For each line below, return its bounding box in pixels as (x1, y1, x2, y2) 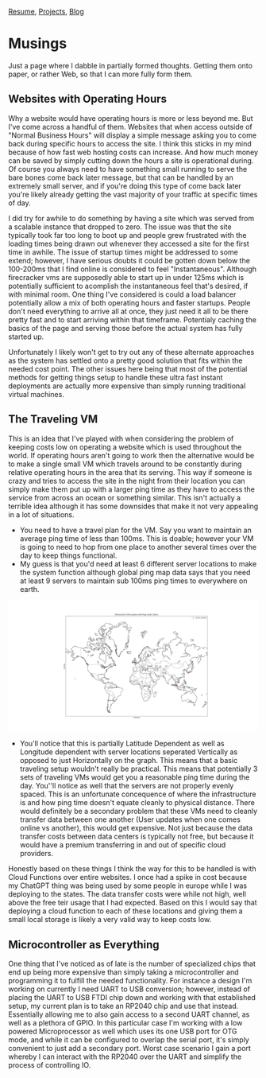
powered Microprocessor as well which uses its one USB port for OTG (8, 1026, 237, 1037)
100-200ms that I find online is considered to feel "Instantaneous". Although (8, 264, 256, 274)
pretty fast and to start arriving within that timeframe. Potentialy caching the (8, 314, 256, 325)
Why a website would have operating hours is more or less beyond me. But (8, 113, 253, 123)
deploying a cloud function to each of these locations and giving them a (8, 906, 244, 916)
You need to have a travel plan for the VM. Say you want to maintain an (19, 525, 252, 535)
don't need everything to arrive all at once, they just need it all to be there (8, 306, 249, 316)
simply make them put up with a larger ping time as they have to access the (8, 485, 256, 494)
